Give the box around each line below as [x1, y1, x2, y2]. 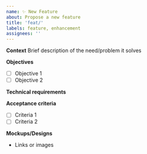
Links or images [14, 142, 54, 149]
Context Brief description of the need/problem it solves [6, 47, 142, 54]
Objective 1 [14, 70, 42, 77]
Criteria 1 [14, 111, 37, 118]
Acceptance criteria [6, 100, 56, 107]
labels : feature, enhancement [6, 25, 81, 31]
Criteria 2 [14, 118, 38, 125]
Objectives [6, 59, 34, 66]
